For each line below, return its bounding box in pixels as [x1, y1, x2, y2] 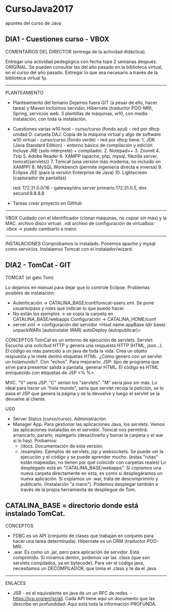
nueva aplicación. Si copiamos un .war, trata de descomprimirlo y [20, 475, 159, 482]
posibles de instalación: [5, 290, 55, 296]
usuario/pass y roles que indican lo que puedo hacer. [12, 305, 125, 311]
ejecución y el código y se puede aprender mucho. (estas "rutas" [20, 454, 158, 460]
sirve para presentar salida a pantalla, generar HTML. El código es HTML [5, 364, 159, 370]
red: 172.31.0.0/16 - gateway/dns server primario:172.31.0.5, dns [12, 185, 147, 191]
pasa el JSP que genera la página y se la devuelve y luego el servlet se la [5, 390, 160, 396]
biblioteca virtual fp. [5, 75, 48, 81]
